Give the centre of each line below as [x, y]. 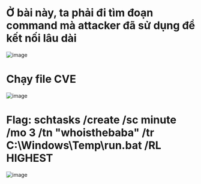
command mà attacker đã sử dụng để [101, 25]
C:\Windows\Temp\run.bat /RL [84, 145]
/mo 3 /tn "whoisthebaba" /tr [80, 133]
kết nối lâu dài [41, 38]
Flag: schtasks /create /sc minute [91, 120]
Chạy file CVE [41, 79]
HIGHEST [30, 158]
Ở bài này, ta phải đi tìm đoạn [80, 13]
